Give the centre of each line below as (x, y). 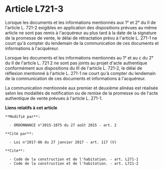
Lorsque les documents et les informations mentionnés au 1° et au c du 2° (79, 57)
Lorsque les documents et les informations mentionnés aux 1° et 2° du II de (81, 22)
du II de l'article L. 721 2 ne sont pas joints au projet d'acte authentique (76, 63)
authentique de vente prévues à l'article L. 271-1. (54, 98)
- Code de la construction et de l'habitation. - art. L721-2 (74, 163)
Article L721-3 (34, 9)
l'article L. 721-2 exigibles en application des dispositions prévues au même (81, 27)
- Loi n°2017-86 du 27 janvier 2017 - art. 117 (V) (63, 142)
